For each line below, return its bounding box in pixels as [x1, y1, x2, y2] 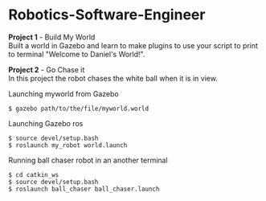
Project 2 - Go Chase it [8, 64, 85, 74]
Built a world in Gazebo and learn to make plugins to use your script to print [8, 40, 259, 50]
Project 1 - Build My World [8, 32, 96, 42]
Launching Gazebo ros [8, 118, 84, 128]
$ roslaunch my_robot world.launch [8, 141, 128, 150]
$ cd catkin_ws [8, 170, 59, 178]
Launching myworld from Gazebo [8, 88, 119, 98]
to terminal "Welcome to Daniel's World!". [8, 49, 145, 59]
